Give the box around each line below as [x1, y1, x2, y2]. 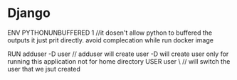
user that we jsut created [7, 64, 80, 73]
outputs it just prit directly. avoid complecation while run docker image [7, 35, 214, 44]
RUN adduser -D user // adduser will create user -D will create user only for [7, 50, 229, 58]
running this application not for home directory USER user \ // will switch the [7, 57, 231, 65]
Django [7, 5, 51, 21]
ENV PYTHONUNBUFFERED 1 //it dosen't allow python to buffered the [7, 28, 212, 37]
